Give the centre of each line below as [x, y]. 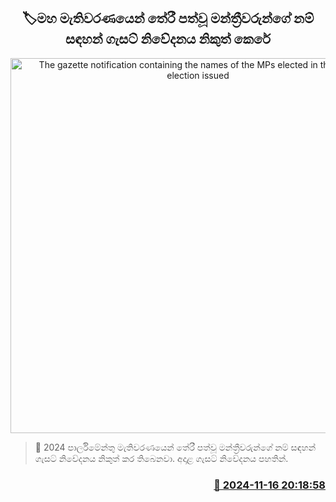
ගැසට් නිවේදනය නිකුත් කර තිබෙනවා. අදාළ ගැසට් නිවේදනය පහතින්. [161, 458]
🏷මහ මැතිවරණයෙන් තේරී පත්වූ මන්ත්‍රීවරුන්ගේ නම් [168, 18]
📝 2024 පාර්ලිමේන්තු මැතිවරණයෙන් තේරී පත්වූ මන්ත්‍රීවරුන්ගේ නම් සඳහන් [175, 447]
